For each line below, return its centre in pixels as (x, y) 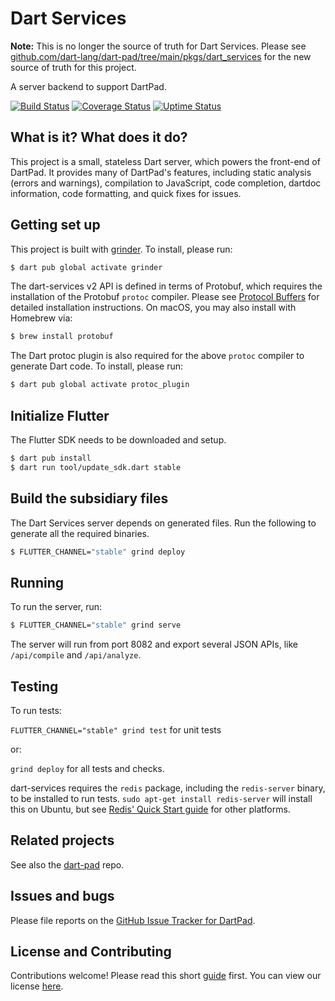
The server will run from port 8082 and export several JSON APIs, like (154, 644)
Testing (34, 686)
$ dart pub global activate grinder (86, 267)
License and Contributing (91, 951)
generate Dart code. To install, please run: (96, 366)
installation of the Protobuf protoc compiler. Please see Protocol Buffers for (165, 297)
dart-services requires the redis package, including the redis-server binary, (168, 788)
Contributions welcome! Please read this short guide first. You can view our (166, 976)
